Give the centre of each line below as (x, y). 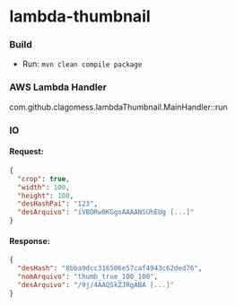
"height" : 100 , (46, 196)
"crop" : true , (44, 179)
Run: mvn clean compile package (82, 64)
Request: (26, 152)
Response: (30, 240)
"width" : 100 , (44, 187)
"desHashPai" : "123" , (58, 204)
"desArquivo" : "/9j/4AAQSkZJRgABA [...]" (96, 284)
